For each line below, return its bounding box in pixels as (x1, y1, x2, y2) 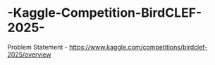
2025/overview (7, 50, 51, 59)
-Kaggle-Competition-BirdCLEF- (7, 5, 202, 21)
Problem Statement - (7, 43, 68, 51)
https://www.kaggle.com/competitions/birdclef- (69, 43, 208, 51)
